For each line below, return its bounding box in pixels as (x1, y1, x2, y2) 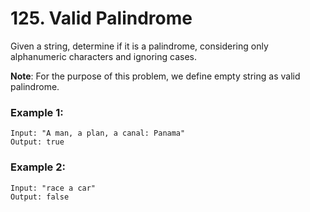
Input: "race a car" (10, 183, 97, 193)
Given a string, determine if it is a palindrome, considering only (10, 40, 269, 52)
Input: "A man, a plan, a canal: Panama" (10, 128, 186, 139)
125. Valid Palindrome (10, 7, 193, 30)
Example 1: (10, 105, 64, 119)
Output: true (10, 137, 65, 147)
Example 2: (10, 160, 66, 174)
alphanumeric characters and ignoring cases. (10, 50, 197, 62)
